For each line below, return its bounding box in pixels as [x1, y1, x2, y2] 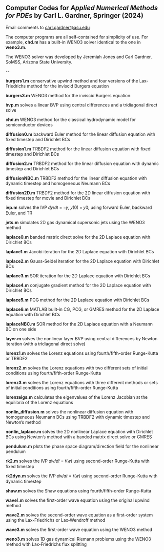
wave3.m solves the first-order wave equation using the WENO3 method [5, 527, 153, 532]
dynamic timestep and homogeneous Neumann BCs [5, 180, 110, 186]
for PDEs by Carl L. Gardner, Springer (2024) [5, 12, 143, 20]
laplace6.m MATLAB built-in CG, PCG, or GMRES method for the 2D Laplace [5, 306, 160, 312]
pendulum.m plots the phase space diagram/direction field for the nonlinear [5, 443, 159, 449]
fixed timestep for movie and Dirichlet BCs [5, 195, 91, 201]
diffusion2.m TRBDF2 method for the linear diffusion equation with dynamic [5, 161, 159, 166]
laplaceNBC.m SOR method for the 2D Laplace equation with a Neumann [5, 321, 153, 327]
